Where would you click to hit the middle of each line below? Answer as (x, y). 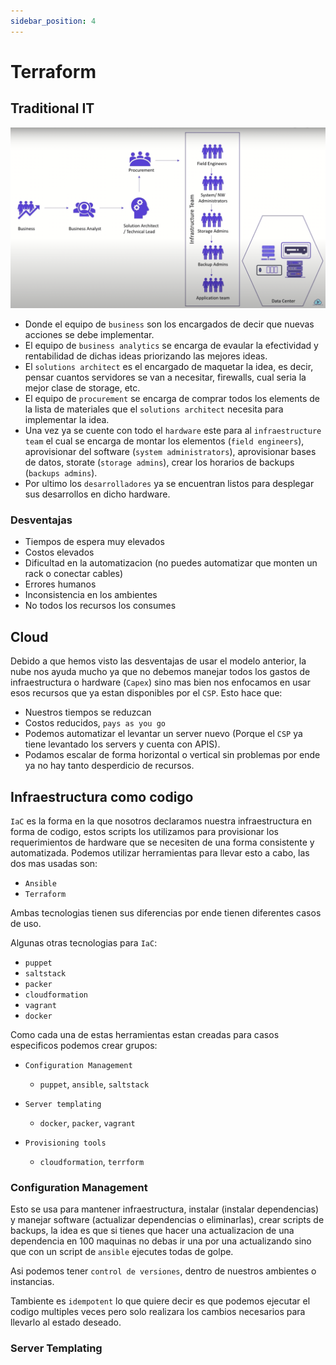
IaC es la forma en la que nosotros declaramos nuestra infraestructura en (161, 821)
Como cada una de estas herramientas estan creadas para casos (145, 1034)
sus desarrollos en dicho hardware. (97, 494)
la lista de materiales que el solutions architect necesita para (154, 409)
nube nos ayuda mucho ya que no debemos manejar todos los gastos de (160, 672)
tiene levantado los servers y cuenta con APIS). (122, 744)
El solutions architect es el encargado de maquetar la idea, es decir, (169, 367)
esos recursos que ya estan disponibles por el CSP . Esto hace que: (146, 693)
